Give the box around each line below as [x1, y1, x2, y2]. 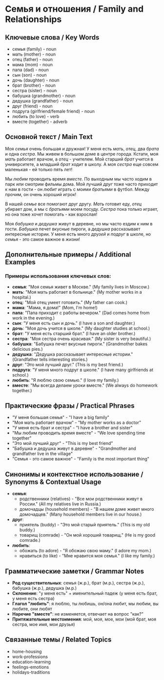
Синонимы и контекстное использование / [5, 470, 143, 479]
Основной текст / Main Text [5, 133, 93, 141]
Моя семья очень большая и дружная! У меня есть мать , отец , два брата [5, 145, 159, 152]
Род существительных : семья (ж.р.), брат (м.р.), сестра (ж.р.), [12, 580, 145, 586]
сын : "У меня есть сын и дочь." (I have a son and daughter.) [12, 320, 135, 326]
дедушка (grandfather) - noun [12, 98, 73, 103]
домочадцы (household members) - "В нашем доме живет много [19, 506, 154, 512]
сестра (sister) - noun [12, 88, 57, 93]
